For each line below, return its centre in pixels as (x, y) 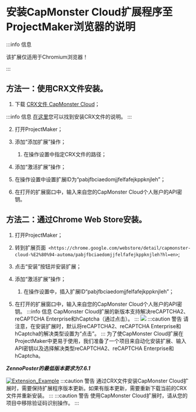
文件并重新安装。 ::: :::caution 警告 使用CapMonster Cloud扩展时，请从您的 (97, 395)
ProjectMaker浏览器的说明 (71, 27)
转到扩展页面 (30, 247)
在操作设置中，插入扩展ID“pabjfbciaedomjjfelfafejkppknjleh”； (99, 291)
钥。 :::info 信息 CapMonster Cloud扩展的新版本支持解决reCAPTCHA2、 (102, 311)
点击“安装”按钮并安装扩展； (48, 266)
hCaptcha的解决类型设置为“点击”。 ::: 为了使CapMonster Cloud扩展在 (99, 333)
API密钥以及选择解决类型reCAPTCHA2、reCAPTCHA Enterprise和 (94, 348)
